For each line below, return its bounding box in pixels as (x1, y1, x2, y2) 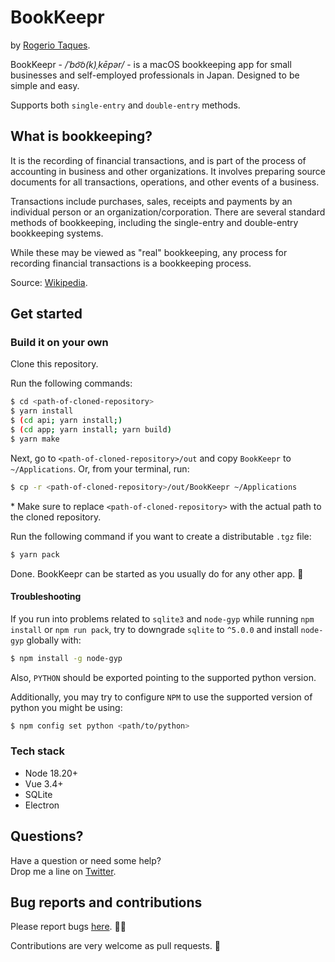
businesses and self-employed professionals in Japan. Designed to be (10, 69, 300, 81)
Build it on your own (10, 336, 109, 350)
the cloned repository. (10, 511, 102, 523)
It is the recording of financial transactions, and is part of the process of (10, 154, 307, 166)
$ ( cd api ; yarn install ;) (10, 416, 123, 426)
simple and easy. (10, 79, 80, 91)
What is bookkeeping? (10, 128, 153, 145)
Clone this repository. (10, 358, 99, 370)
